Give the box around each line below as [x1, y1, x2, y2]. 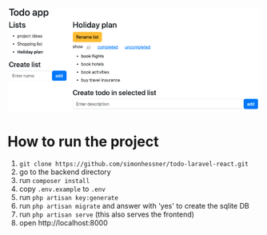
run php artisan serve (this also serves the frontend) [18, 209, 195, 219]
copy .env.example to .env [18, 184, 106, 194]
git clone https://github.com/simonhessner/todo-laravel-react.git [18, 160, 249, 169]
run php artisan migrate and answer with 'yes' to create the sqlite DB [18, 201, 249, 211]
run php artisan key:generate [18, 193, 119, 202]
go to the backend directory [18, 167, 111, 177]
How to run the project [7, 132, 159, 150]
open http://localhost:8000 [18, 218, 109, 228]
